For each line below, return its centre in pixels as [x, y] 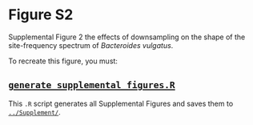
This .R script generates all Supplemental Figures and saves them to [121, 103]
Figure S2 [41, 15]
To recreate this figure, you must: [63, 61]
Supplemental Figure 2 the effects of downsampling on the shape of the [127, 37]
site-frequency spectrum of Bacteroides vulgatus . [91, 45]
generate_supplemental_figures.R [92, 85]
